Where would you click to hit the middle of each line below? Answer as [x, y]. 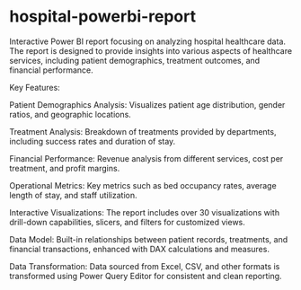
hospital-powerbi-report [102, 17]
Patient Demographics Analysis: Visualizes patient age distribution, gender [147, 104]
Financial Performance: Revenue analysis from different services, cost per [146, 158]
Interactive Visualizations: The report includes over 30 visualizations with [145, 212]
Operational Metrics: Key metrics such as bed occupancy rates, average [143, 185]
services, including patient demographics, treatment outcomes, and [135, 60]
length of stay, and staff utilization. [73, 195]
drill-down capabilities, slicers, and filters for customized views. [127, 222]
